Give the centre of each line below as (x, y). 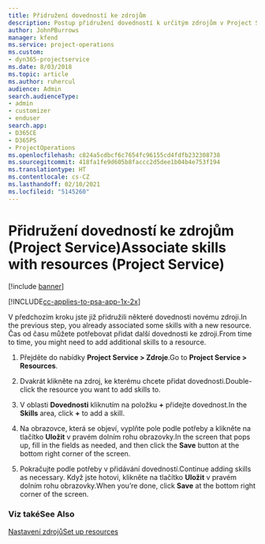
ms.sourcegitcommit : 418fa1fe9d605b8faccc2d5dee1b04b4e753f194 (114, 163)
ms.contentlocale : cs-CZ (49, 177)
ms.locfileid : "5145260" (49, 191)
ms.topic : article (38, 74)
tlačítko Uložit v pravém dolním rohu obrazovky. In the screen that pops (135, 437)
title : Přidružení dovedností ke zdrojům (77, 15)
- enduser (24, 118)
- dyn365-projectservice (49, 60)
